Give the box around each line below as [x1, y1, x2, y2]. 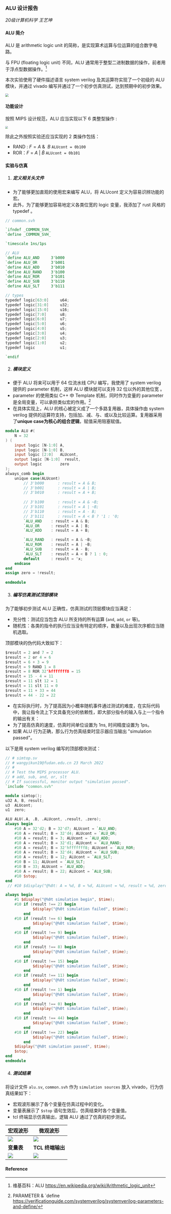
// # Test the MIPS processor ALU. [5, 770, 81, 775]
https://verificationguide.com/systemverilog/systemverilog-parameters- [12, 1198, 164, 1204]
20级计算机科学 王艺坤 [5, 17, 52, 23]
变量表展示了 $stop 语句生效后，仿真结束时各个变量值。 [12, 1107, 130, 1113]
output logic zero [14, 462, 70, 467]
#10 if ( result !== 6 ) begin [14, 916, 76, 921]
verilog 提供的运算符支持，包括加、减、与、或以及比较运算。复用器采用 [12, 412, 162, 418]
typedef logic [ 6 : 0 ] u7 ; [5, 316, 67, 322]
